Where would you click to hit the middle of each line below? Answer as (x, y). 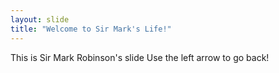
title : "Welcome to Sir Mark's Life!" (91, 29)
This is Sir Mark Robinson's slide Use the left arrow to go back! (140, 57)
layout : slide (40, 19)
